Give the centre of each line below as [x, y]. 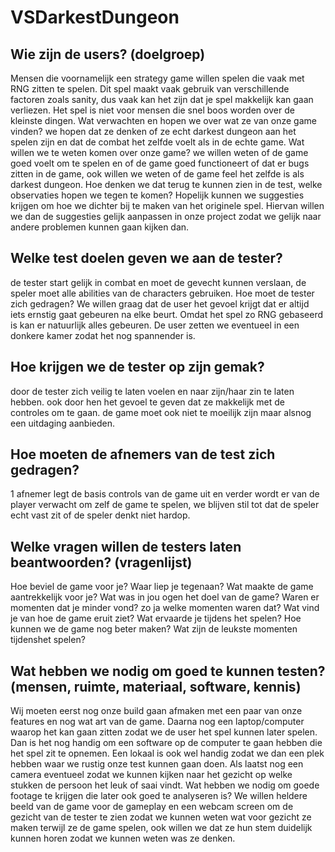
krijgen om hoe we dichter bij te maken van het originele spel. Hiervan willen [167, 205]
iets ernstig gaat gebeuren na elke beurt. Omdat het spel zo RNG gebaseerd [167, 314]
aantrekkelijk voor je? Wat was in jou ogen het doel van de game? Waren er [165, 597]
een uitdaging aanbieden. [63, 423]
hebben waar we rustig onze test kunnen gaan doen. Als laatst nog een [157, 764]
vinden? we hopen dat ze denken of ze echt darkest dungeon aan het [153, 131]
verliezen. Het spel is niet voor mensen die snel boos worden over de [152, 110]
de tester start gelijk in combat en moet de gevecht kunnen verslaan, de [158, 282]
